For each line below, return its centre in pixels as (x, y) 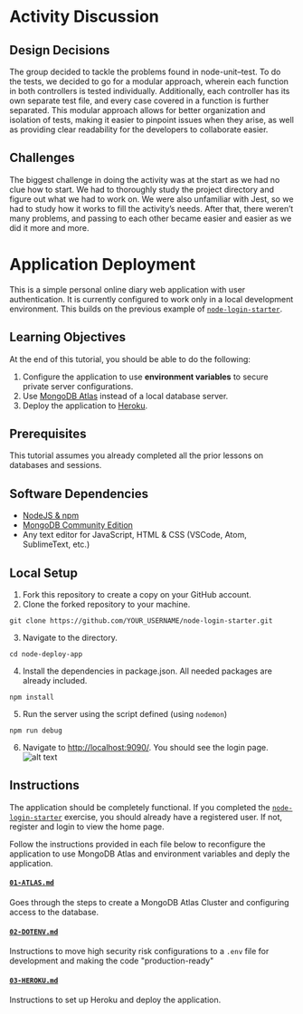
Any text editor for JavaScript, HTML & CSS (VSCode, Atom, (134, 535)
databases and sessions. (56, 465)
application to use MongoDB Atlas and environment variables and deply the (150, 854)
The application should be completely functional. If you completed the (140, 807)
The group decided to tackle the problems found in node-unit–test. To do (145, 72)
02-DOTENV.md (34, 932)
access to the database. (54, 913)
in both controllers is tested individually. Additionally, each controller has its (150, 91)
